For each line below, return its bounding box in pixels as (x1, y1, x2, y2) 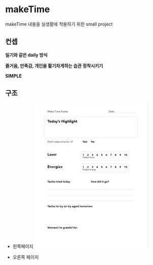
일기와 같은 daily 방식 (5, 52, 48, 58)
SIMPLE (5, 73, 22, 79)
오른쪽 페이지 (12, 254, 39, 260)
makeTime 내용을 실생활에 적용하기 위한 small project (5, 21, 113, 27)
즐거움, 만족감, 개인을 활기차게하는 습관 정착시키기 (5, 63, 103, 69)
